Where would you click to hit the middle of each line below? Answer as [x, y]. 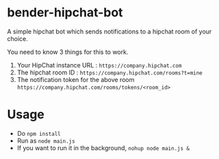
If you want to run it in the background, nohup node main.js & [103, 147]
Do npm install [39, 133]
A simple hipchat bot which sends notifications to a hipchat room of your [109, 31]
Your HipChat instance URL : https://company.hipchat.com [99, 65]
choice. [18, 38]
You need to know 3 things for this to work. [68, 52]
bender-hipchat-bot [65, 13]
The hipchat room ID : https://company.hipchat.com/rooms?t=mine [110, 72]
